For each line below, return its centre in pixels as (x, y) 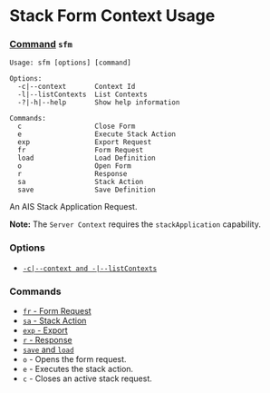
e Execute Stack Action (97, 134)
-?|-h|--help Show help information (99, 103)
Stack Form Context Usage (112, 16)
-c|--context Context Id (77, 87)
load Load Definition (87, 158)
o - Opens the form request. (74, 359)
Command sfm (41, 44)
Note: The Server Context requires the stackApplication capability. (135, 224)
